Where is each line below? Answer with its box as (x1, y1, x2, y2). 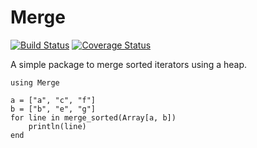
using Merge (10, 77, 60, 88)
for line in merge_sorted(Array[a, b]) (10, 112, 177, 123)
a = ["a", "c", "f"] (10, 95, 97, 105)
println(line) (28, 121, 87, 131)
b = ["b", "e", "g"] (10, 104, 97, 114)
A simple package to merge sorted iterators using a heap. (10, 58, 248, 70)
